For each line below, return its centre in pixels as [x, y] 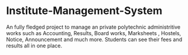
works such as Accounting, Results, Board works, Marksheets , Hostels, [94, 33]
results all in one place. [34, 46]
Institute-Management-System [84, 11]
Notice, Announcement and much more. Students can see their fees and [94, 39]
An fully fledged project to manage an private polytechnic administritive [93, 27]
